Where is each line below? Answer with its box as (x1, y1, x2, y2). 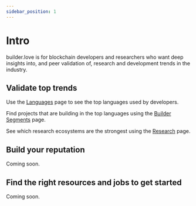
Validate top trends (6, 83, 77, 93)
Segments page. (6, 116, 46, 124)
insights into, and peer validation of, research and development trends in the (6, 59, 191, 67)
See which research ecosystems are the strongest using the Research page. (6, 128, 191, 135)
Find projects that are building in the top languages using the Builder (6, 110, 171, 117)
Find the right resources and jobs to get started (6, 177, 182, 187)
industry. (6, 66, 28, 73)
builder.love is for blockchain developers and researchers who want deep (6, 54, 184, 61)
